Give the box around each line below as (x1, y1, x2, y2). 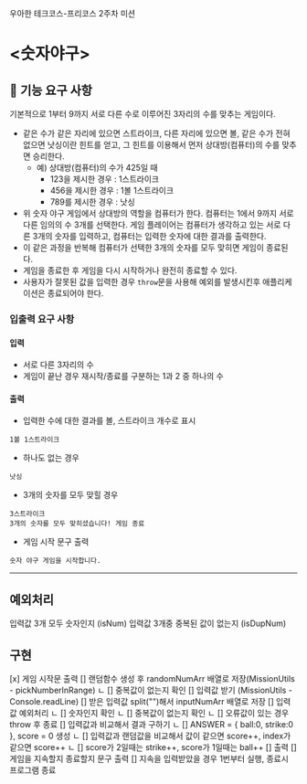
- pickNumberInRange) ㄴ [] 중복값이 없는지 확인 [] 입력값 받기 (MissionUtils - (9, 684, 292, 695)
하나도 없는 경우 (22, 452, 79, 463)
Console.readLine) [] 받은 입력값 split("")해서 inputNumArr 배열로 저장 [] (9, 695, 274, 706)
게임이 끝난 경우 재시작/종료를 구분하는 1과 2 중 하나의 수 (22, 371, 224, 382)
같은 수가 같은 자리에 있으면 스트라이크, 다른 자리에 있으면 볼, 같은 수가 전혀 (22, 128, 291, 139)
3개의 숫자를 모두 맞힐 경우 (22, 490, 119, 501)
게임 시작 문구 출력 (22, 536, 90, 547)
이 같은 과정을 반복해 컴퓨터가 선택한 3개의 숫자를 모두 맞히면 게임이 (22, 242, 265, 253)
